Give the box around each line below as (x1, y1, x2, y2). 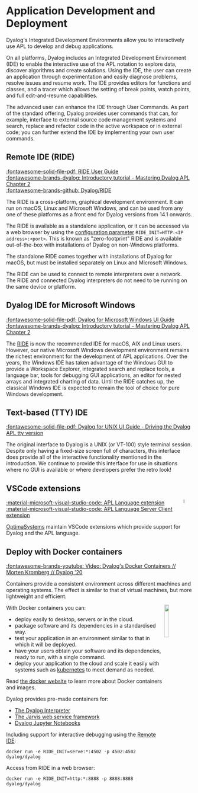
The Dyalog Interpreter (14, 707, 71, 714)
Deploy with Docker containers (6, 546, 123, 557)
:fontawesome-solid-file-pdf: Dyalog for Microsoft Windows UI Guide (6, 316, 175, 323)
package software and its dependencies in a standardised (14, 622, 156, 629)
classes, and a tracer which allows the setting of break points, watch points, (6, 85, 191, 92)
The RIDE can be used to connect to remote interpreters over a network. (6, 270, 182, 277)
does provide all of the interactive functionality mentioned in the (6, 453, 162, 461)
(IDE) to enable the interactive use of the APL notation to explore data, (6, 60, 177, 68)
